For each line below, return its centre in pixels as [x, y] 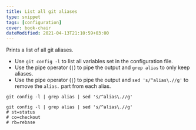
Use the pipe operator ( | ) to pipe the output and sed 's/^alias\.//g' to [102, 80]
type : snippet [24, 17]
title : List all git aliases [42, 11]
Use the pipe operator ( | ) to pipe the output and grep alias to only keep [102, 67]
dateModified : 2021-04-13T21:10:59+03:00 [58, 33]
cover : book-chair [29, 28]
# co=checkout [24, 118]
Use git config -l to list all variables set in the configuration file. [94, 61]
